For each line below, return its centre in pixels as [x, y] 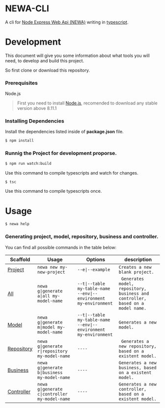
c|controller [53, 394]
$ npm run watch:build [28, 163]
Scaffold [20, 259]
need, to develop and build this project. [45, 61]
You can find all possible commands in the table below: [61, 247]
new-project [51, 272]
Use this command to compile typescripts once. [54, 191]
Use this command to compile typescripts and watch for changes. [72, 173]
